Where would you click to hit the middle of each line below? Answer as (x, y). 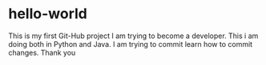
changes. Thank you (42, 52)
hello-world (48, 14)
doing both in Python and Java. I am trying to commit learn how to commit (131, 44)
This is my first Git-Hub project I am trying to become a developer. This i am (133, 36)
